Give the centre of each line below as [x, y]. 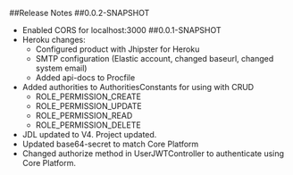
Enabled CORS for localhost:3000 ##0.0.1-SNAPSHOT [121, 30]
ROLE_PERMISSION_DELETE [88, 125]
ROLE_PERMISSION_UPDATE [88, 106]
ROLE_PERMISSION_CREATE [88, 96]
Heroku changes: [54, 40]
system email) [61, 68]
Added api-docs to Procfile [85, 78]
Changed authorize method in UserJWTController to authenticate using [153, 154]
